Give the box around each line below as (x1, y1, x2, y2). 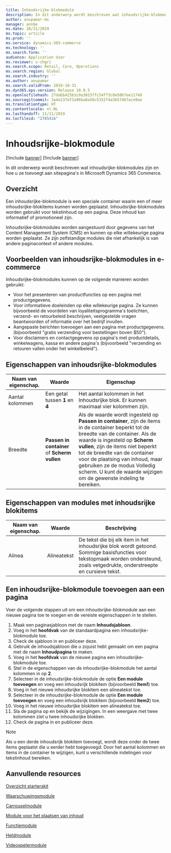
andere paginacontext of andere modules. (6, 240, 94, 246)
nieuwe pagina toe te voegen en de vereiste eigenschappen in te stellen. (6, 612, 157, 618)
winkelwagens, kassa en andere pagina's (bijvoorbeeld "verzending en (13, 340, 162, 346)
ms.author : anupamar (6, 78, 50, 83)
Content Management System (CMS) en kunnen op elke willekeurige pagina (6, 229, 164, 236)
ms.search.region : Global (6, 69, 60, 74)
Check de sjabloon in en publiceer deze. (13, 638, 98, 644)
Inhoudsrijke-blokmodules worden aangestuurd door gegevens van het (6, 224, 154, 230)
